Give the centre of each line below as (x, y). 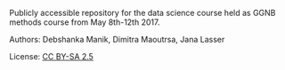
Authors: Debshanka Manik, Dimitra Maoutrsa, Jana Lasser (117, 39)
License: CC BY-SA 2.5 (51, 56)
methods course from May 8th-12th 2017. (85, 22)
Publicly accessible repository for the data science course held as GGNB (142, 13)
